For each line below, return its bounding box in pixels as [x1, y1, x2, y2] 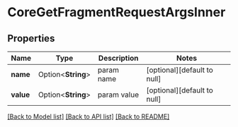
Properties [7, 32, 55, 44]
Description [98, 54, 140, 63]
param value [97, 90, 140, 99]
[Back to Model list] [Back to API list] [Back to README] [7, 112, 170, 121]
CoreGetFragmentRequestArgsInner [7, 4, 226, 20]
